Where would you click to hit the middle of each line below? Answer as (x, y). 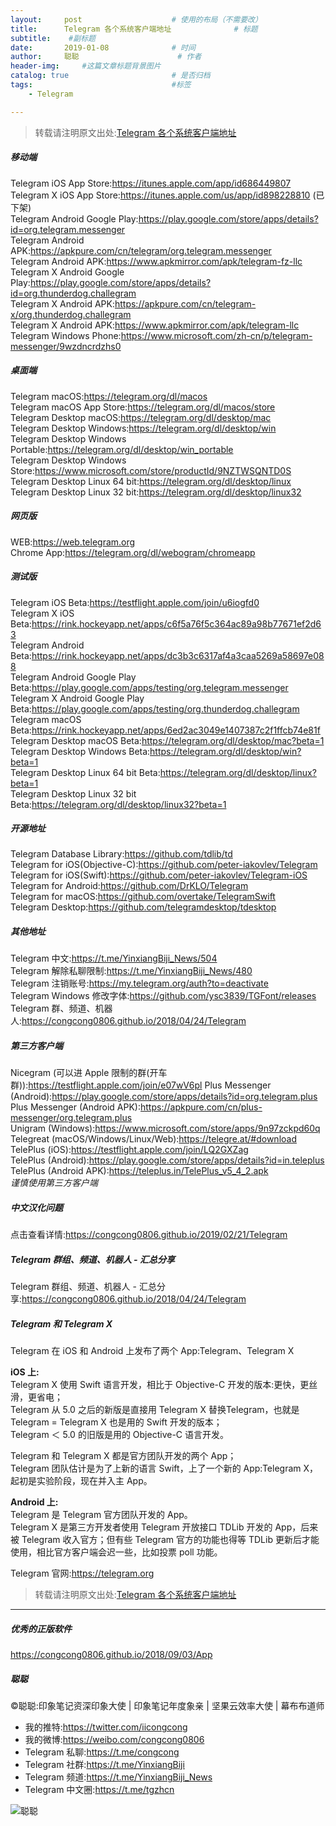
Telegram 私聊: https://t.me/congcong (102, 1752)
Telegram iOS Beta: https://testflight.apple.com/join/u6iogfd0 (135, 602)
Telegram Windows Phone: (66, 335)
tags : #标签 (101, 85)
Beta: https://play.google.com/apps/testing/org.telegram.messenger (149, 687)
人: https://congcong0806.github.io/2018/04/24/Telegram (128, 1021)
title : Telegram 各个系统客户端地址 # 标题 (134, 29)
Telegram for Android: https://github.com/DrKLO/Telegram (129, 886)
